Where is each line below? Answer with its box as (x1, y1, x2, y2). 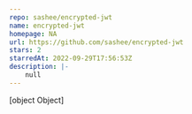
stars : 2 (9, 46, 42, 55)
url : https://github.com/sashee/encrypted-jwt (9, 37, 184, 47)
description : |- (9, 63, 69, 72)
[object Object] (9, 95, 65, 105)
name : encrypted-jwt (9, 21, 86, 30)
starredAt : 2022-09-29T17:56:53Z (9, 54, 133, 63)
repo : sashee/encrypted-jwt (9, 12, 113, 22)
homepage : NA (9, 29, 58, 38)
